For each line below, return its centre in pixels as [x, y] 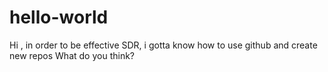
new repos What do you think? [72, 55]
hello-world [59, 17]
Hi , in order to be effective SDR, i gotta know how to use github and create [163, 45]
